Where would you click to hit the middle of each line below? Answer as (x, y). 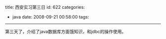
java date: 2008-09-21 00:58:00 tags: (51, 17)
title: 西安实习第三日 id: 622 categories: (45, 7)
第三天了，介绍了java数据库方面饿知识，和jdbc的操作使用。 (66, 31)
